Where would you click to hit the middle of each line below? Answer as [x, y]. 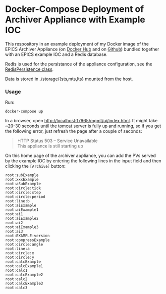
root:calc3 [16, 288]
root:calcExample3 [24, 284]
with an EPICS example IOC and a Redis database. [56, 54]
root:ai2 [14, 223]
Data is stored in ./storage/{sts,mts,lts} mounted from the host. [69, 79]
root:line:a [17, 249]
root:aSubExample [23, 184]
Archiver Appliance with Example [75, 20]
